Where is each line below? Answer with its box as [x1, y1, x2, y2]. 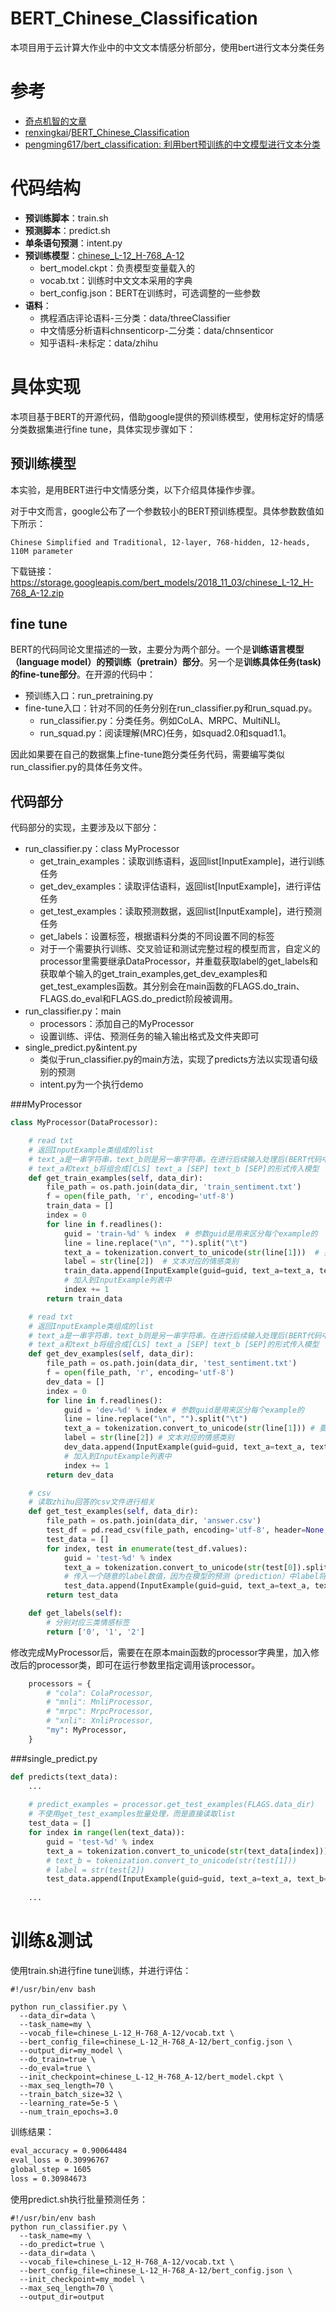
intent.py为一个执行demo [39, 1078, 144, 1091]
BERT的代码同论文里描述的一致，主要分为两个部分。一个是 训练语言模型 [10, 643, 305, 656]
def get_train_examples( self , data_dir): [28, 1173, 203, 1183]
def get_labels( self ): [28, 1608, 123, 1619]
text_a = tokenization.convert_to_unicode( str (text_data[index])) [46, 1846, 329, 1856]
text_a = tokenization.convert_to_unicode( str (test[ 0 [63, 1562, 293, 1572]
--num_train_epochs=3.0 [19, 2107, 118, 2117]
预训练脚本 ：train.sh [24, 212, 109, 224]
